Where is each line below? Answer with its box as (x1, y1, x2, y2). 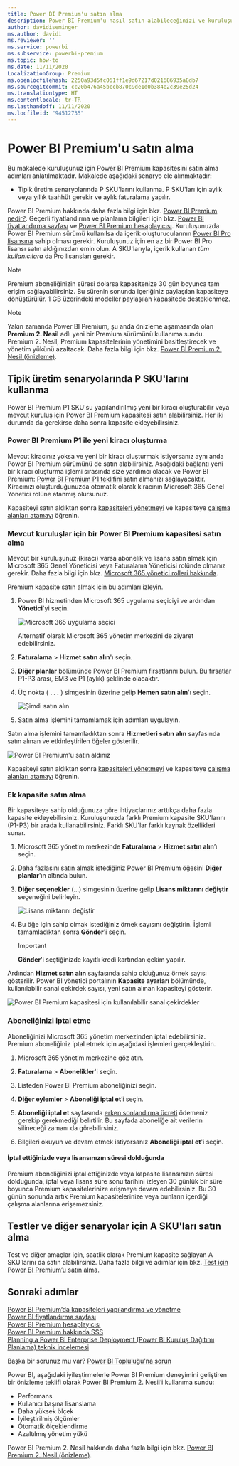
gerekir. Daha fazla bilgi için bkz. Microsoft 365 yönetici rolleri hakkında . (7, 569, 218, 578)
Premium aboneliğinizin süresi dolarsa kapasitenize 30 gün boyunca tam (7, 279, 220, 288)
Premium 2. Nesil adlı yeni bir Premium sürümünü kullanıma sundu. (7, 329, 205, 338)
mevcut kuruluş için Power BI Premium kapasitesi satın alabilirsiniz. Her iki (7, 410, 224, 419)
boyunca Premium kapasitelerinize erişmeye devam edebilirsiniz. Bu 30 (7, 1184, 216, 1193)
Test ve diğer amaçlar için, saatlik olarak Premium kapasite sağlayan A (7, 1250, 213, 1259)
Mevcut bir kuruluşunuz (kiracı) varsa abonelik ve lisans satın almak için (7, 554, 218, 563)
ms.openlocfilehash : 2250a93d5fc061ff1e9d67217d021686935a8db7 (7, 76, 199, 84)
